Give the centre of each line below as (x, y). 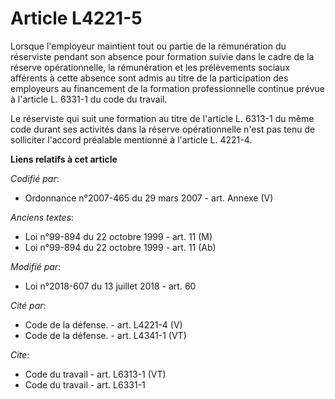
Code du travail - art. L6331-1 (85, 384)
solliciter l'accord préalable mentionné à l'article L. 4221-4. (131, 139)
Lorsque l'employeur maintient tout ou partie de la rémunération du (148, 46)
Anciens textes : (42, 217)
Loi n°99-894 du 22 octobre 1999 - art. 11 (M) (118, 236)
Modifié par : (36, 266)
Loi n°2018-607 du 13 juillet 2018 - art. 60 (110, 286)
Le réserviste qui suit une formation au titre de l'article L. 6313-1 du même (162, 118)
